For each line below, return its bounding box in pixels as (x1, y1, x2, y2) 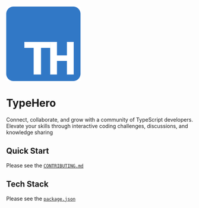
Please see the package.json (6, 195, 76, 202)
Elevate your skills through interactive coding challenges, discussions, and (6, 122, 188, 129)
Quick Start (6, 146, 49, 156)
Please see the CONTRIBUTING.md (6, 162, 84, 169)
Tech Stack (6, 179, 49, 190)
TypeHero (6, 97, 56, 110)
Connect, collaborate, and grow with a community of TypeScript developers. (6, 116, 193, 123)
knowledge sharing (6, 129, 53, 136)
